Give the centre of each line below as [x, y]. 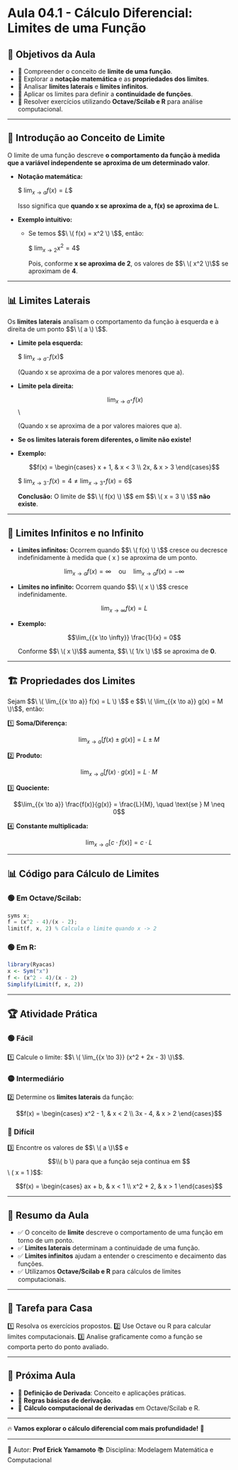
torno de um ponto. [46, 1241]
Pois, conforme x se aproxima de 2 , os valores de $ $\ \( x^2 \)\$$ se [128, 263]
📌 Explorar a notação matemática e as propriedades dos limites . [113, 79]
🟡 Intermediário [36, 1078]
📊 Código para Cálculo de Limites [83, 874]
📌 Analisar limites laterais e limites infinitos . [83, 86]
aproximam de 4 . [53, 271]
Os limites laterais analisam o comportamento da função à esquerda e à [113, 322]
